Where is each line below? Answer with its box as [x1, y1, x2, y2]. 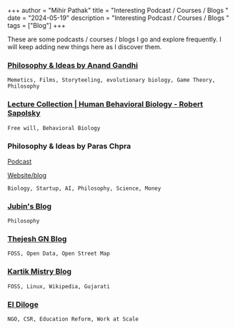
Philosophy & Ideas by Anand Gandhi [7, 60, 138, 70]
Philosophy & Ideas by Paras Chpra [7, 141, 131, 151]
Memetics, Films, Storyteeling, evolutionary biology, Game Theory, [7, 76, 216, 84]
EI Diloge [7, 299, 39, 309]
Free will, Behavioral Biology [7, 124, 101, 131]
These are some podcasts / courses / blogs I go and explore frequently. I [7, 35, 221, 44]
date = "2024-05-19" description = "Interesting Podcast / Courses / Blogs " [7, 14, 230, 22]
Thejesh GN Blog [7, 234, 67, 244]
